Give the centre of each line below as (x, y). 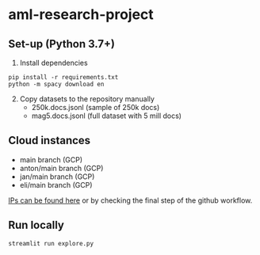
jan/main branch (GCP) (57, 177)
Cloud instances (50, 141)
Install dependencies (54, 63)
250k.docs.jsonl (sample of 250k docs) (96, 107)
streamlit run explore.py (51, 243)
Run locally (36, 225)
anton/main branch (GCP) (61, 168)
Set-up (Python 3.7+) (61, 44)
